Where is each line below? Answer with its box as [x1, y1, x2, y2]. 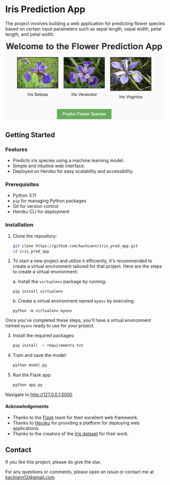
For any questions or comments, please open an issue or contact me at [5, 469, 154, 475]
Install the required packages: [12, 332, 75, 339]
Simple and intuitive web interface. [12, 163, 85, 169]
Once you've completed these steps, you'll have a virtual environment [5, 317, 151, 323]
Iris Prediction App [5, 4, 85, 15]
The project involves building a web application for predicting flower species [5, 20, 165, 26]
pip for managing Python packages [12, 198, 87, 204]
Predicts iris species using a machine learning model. [12, 158, 124, 164]
